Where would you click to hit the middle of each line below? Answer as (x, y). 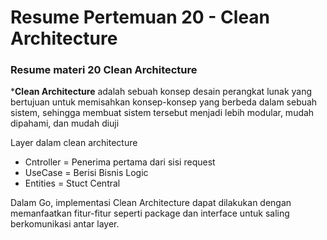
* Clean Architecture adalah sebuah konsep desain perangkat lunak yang (161, 92)
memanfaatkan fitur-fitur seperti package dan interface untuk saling (150, 213)
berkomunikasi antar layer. (65, 224)
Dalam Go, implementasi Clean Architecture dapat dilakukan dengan (151, 203)
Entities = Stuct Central (72, 183)
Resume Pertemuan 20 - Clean (140, 17)
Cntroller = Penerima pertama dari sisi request (120, 162)
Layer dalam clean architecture (74, 143)
